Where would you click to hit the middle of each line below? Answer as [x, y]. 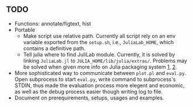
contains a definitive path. [54, 48]
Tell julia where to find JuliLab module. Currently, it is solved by [99, 54]
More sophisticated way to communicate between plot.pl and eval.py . [100, 73]
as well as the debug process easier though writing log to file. [89, 91]
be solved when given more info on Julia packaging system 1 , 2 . [100, 67]
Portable [25, 30]
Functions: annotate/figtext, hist [53, 23]
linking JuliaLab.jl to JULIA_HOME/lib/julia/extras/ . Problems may [105, 60]
